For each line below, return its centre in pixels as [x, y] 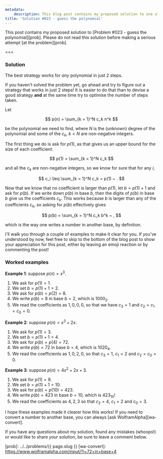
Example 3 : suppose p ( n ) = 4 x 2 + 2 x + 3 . [46, 370]
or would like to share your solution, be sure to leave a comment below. [76, 437]
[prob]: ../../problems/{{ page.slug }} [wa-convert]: [56, 446]
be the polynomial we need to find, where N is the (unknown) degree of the [80, 128]
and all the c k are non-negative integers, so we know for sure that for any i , [80, 169]
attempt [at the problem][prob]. [36, 43]
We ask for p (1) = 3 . [32, 332]
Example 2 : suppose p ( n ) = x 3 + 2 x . [41, 322]
